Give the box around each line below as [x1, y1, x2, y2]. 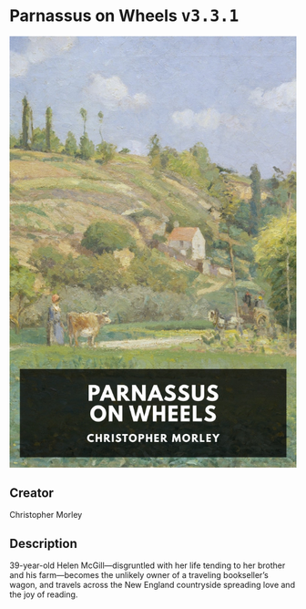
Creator [9, 485, 55, 501]
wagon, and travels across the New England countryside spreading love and [9, 580, 296, 591]
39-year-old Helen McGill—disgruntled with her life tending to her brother [9, 560, 286, 571]
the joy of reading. [9, 589, 78, 600]
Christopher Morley [9, 510, 83, 521]
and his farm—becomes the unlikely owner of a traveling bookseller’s [9, 570, 269, 581]
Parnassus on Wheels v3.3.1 [9, 5, 240, 26]
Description [9, 535, 77, 552]
